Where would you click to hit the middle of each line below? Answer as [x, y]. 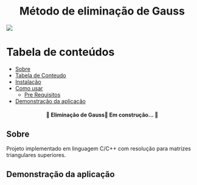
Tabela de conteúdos [60, 52]
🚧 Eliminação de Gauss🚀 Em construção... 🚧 [102, 115]
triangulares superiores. [36, 155]
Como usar [29, 88]
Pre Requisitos [42, 95]
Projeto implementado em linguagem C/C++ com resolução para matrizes [99, 149]
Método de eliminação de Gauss [102, 11]
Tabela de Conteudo [41, 75]
